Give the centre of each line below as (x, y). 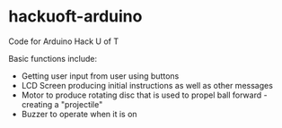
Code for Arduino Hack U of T (63, 41)
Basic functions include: (53, 58)
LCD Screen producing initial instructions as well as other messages (147, 85)
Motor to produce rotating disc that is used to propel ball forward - (144, 95)
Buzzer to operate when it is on (79, 114)
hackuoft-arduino (75, 17)
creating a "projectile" (62, 104)
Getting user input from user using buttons (100, 76)
